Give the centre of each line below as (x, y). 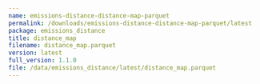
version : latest (35, 53)
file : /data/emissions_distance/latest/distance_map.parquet (112, 68)
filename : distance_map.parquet (62, 46)
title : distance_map (43, 38)
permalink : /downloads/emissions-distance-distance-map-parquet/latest (130, 23)
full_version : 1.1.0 (43, 61)
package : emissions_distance (57, 30)
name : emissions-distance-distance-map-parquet (89, 16)
